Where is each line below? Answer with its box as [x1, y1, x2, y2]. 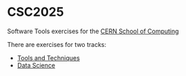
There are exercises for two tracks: [7, 40, 107, 48]
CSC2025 [7, 4, 64, 20]
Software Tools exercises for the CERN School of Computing [7, 27, 179, 35]
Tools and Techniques [17, 53, 81, 62]
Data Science [17, 61, 56, 69]
